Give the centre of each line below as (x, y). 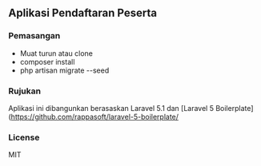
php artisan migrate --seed (64, 70)
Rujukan (25, 91)
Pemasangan (34, 36)
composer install (47, 61)
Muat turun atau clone (56, 53)
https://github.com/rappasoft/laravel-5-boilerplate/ (94, 117)
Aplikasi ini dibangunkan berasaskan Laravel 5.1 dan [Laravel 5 (111, 108)
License (24, 137)
